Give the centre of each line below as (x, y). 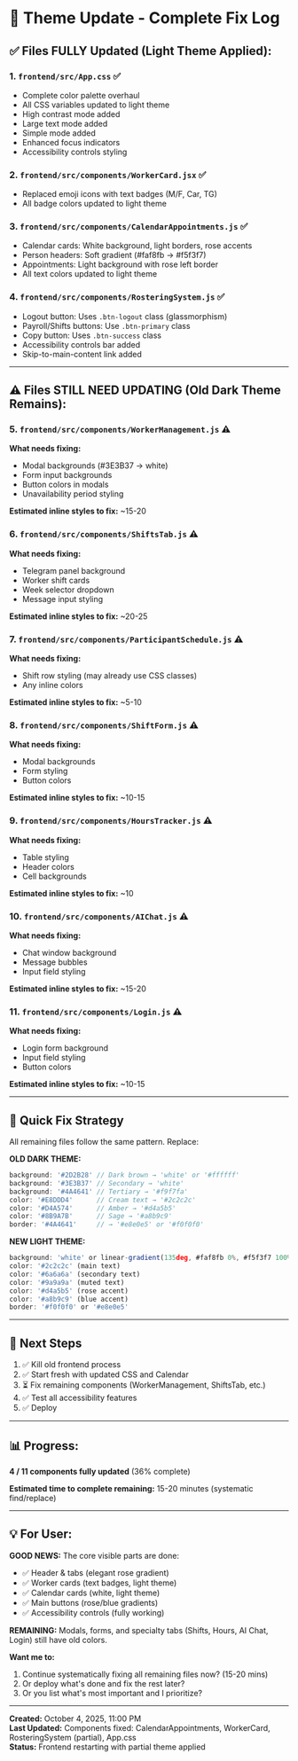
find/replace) (33, 1498)
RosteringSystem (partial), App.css (73, 1737)
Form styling (45, 771)
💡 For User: (41, 1534)
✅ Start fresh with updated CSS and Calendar (105, 1374)
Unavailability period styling (73, 494)
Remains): (38, 404)
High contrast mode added (71, 113)
